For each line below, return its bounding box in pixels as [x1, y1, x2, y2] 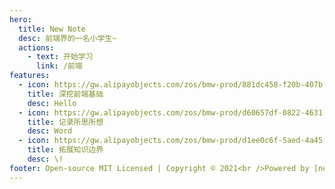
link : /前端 [35, 61, 83, 71]
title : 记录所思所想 [27, 117, 104, 127]
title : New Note [18, 24, 86, 34]
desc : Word [27, 126, 73, 136]
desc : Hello [27, 98, 77, 108]
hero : [9, 14, 32, 25]
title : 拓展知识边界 [27, 145, 104, 155]
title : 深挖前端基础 [27, 89, 104, 99]
